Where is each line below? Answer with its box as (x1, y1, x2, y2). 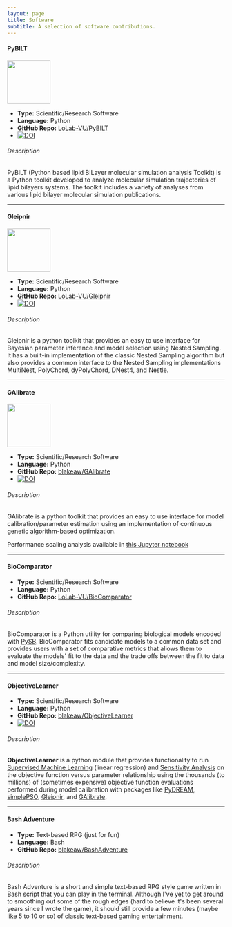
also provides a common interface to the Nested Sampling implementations (7, 359, 222, 367)
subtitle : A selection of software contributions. (7, 23, 156, 30)
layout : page (7, 10, 45, 17)
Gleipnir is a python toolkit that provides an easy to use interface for (7, 337, 200, 345)
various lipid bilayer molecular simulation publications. (7, 190, 162, 198)
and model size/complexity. (7, 659, 86, 667)
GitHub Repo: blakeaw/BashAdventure (17, 845, 128, 854)
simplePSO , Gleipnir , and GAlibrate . (7, 793, 107, 801)
